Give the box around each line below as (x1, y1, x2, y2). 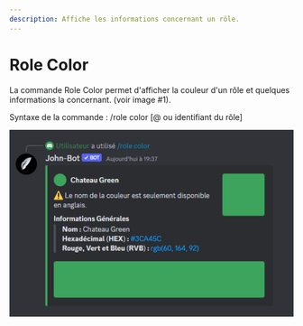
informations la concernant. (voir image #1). (9, 94, 171, 105)
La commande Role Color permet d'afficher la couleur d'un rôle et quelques (9, 84, 290, 95)
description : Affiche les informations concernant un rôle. (9, 14, 241, 23)
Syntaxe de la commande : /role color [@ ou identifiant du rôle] (9, 111, 243, 122)
